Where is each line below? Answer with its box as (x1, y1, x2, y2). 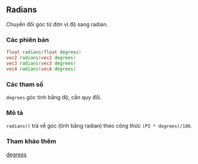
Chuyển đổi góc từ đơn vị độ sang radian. (6, 20, 108, 28)
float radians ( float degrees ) (6, 49, 82, 56)
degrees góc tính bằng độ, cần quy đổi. (6, 93, 102, 101)
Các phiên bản (6, 35, 49, 44)
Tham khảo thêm (6, 137, 57, 145)
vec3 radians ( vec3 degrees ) (6, 60, 77, 66)
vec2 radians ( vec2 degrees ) (6, 54, 77, 60)
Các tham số (6, 80, 44, 89)
